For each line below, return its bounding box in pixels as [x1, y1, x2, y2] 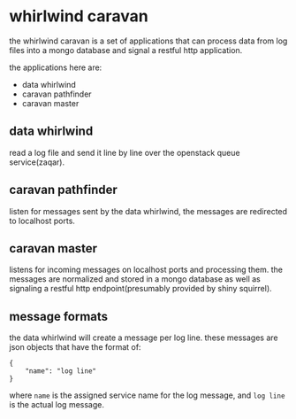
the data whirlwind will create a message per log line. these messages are [9, 332, 278, 343]
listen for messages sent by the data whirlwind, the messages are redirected [9, 206, 288, 216]
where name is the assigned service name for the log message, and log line [9, 390, 285, 400]
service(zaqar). [9, 157, 65, 167]
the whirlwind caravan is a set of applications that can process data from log [9, 35, 288, 46]
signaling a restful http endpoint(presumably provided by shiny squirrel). [9, 283, 272, 294]
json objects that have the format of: [9, 342, 141, 353]
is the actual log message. [9, 400, 104, 410]
